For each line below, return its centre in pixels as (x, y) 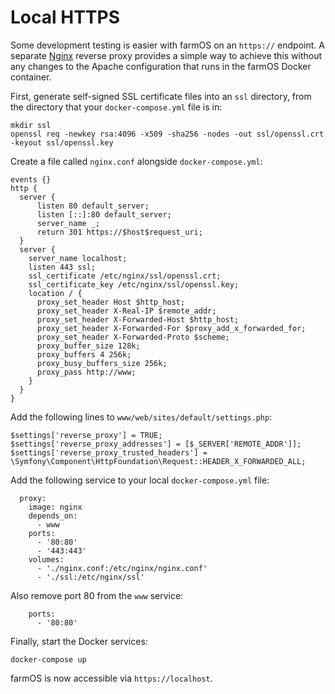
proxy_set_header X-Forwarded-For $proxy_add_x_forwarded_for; (171, 328)
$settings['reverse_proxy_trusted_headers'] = (109, 452)
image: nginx (55, 507)
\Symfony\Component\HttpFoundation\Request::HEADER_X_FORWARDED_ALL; (158, 461)
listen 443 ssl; (62, 267)
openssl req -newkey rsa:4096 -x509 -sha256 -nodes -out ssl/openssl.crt (167, 134)
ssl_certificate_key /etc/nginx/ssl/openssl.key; (134, 284)
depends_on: (53, 516)
